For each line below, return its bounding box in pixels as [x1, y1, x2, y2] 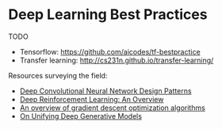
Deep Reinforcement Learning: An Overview [19, 94, 164, 104]
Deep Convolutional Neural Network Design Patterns [19, 85, 192, 96]
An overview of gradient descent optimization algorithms [19, 103, 206, 112]
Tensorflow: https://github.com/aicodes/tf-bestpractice [19, 47, 201, 56]
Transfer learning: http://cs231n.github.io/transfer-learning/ [19, 55, 214, 65]
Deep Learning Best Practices [8, 6, 208, 24]
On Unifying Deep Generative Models [19, 111, 143, 120]
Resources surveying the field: [8, 70, 108, 80]
